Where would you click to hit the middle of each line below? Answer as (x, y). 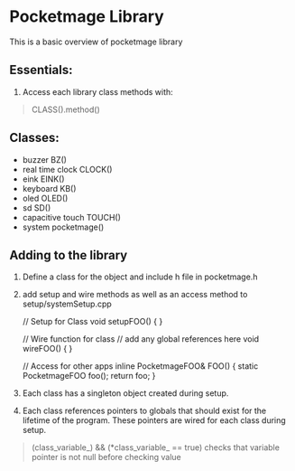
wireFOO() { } (47, 349)
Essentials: (41, 70)
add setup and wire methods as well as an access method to (135, 295)
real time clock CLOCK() (67, 169)
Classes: (35, 138)
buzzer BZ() (45, 159)
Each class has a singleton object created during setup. (125, 393)
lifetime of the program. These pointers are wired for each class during (154, 420)
